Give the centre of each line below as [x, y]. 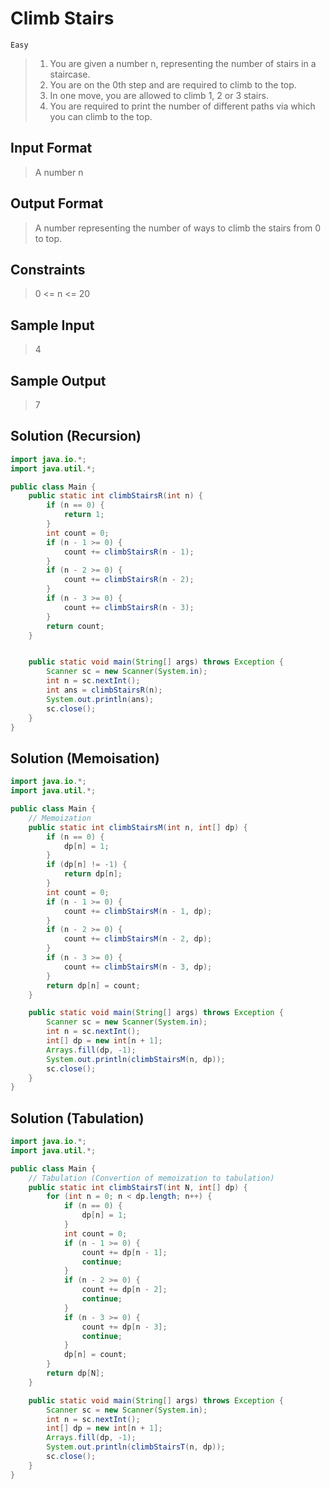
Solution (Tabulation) [77, 1118]
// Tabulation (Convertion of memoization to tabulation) [151, 1178]
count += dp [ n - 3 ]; [124, 1327]
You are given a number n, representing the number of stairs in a [183, 63]
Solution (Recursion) [76, 436]
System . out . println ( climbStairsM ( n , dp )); [136, 1059]
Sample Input [52, 325]
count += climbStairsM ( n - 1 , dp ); [138, 911]
